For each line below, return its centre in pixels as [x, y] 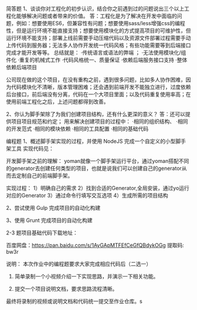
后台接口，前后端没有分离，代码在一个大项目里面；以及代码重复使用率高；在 [98, 94]
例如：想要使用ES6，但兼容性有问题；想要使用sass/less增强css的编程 [101, 23]
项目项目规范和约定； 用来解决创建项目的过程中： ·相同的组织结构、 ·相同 [99, 121]
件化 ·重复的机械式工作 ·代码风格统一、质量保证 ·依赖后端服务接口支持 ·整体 [97, 60]
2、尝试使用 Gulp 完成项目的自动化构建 [53, 208]
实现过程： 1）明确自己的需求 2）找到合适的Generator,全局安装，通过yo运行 [98, 188]
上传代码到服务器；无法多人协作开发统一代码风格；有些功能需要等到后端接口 [98, 45]
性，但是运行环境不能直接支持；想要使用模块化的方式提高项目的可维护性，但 [98, 30]
